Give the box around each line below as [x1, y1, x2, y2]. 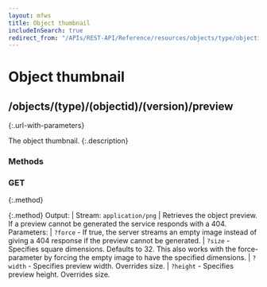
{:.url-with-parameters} [8, 121, 85, 130]
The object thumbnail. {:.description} [8, 136, 129, 145]
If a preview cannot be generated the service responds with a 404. [8, 219, 227, 229]
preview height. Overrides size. [8, 270, 110, 279]
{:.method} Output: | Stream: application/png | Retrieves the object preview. [8, 211, 258, 220]
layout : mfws [8, 11, 52, 20]
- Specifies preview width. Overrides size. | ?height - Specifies [27, 262, 234, 271]
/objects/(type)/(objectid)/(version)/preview [8, 99, 234, 113]
